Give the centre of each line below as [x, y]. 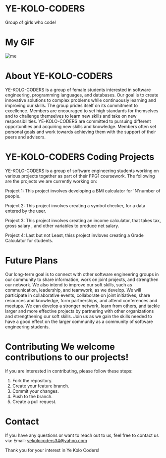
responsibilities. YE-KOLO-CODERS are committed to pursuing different [78, 121]
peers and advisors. [26, 137]
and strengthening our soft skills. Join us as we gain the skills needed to [79, 316]
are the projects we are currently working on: [51, 181]
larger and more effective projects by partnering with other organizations [80, 311]
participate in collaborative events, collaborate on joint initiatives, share [78, 295]
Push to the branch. [32, 396]
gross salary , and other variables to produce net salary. [62, 226]
